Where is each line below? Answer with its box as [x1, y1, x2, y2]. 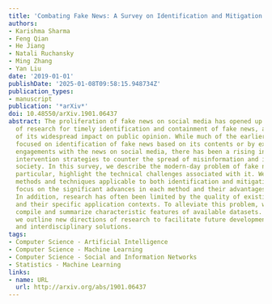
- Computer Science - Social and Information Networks [8, 253, 198, 261]
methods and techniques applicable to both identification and [15, 178, 233, 186]
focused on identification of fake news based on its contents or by [15, 139, 255, 148]
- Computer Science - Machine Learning [8, 246, 143, 254]
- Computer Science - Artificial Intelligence [8, 238, 168, 246]
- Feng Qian [8, 34, 49, 43]
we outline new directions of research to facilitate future [15, 216, 227, 224]
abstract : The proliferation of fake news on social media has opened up [8, 118, 263, 126]
